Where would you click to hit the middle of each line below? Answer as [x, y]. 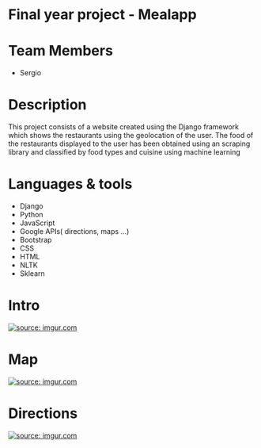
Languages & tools [70, 184]
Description [47, 105]
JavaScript [37, 223]
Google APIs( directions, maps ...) [74, 231]
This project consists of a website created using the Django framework [124, 127]
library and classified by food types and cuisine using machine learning [125, 152]
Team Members [61, 51]
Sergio [30, 73]
